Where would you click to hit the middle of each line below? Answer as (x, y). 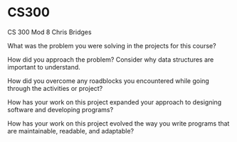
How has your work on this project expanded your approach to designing (115, 102)
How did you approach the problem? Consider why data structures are (111, 59)
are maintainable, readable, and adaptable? (70, 131)
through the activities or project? (55, 88)
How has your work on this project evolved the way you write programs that (118, 123)
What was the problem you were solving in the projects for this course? (112, 45)
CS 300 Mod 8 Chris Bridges (49, 32)
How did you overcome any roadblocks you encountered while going (109, 81)
